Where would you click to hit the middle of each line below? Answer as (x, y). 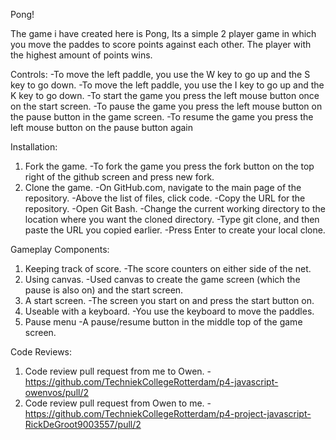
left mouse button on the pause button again (102, 127)
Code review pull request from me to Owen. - (118, 371)
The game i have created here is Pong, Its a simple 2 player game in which (163, 33)
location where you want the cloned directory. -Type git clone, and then (172, 219)
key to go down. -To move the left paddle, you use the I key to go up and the (167, 85)
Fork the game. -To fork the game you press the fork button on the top (169, 166)
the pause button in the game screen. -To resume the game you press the (162, 117)
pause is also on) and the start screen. (104, 290)
